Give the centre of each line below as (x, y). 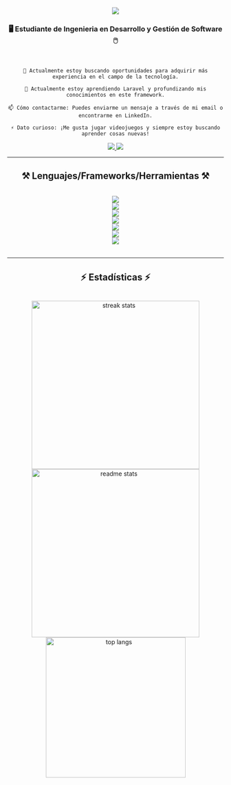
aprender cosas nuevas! (115, 134)
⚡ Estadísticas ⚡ (115, 277)
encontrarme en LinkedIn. (115, 116)
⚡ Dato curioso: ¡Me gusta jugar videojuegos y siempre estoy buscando (115, 128)
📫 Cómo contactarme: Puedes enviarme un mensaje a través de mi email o (115, 108)
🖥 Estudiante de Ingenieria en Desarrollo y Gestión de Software (115, 29)
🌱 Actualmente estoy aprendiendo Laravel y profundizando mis (115, 89)
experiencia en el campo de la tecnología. (115, 77)
